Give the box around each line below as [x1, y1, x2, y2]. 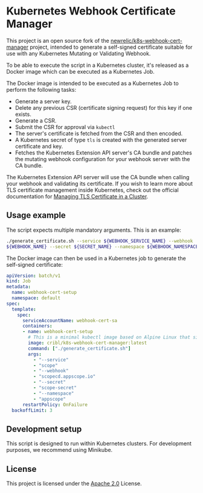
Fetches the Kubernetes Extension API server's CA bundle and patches [14, 149, 192, 156]
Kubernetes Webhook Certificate [6, 4, 176, 18]
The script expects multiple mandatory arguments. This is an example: [6, 226, 181, 234]
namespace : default [11, 295, 61, 301]
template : [11, 306, 36, 312]
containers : [22, 323, 53, 329]
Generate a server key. [14, 98, 72, 105]
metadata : [6, 284, 31, 290]
